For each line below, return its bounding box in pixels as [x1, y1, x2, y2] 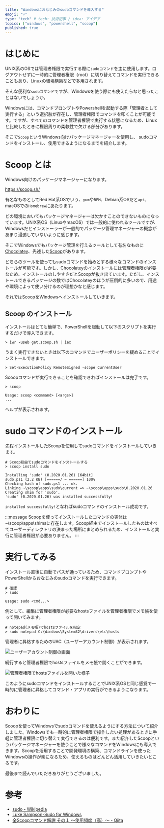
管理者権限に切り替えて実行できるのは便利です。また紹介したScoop [13, 735, 151, 741]
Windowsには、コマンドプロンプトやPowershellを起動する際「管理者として [5, 105, 158, 111]
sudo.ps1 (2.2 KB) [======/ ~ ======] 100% [5, 477, 96, 482]
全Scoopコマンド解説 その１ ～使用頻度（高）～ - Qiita [12, 817, 124, 823]
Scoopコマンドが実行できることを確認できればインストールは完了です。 [5, 374, 151, 380]
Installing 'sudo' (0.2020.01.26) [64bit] [5, 472, 93, 477]
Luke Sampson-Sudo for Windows [12, 811, 82, 817]
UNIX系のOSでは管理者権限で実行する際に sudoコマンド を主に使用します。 [5, 66, 152, 72]
